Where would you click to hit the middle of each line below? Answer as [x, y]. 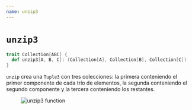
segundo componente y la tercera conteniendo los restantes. [81, 89]
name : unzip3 [22, 12]
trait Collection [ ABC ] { [37, 54]
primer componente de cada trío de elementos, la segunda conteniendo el [97, 83]
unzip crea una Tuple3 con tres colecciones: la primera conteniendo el [92, 77]
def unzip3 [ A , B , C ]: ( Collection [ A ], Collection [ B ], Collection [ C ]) [99, 60]
